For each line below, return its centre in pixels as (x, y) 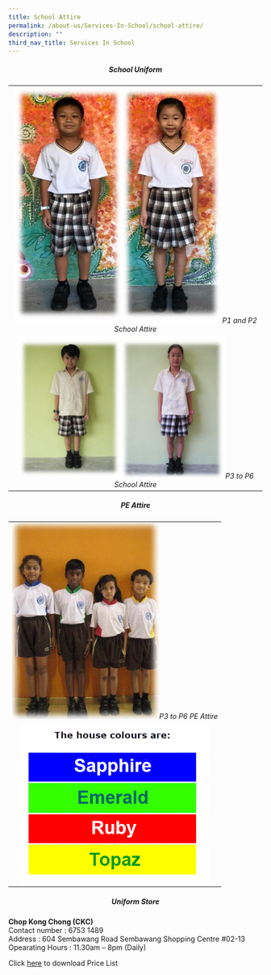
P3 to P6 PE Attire (189, 717)
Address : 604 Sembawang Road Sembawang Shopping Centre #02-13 (127, 939)
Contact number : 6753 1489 (56, 931)
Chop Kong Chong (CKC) (51, 922)
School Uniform (135, 69)
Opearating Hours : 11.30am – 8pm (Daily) (77, 948)
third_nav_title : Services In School (72, 43)
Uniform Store (135, 901)
